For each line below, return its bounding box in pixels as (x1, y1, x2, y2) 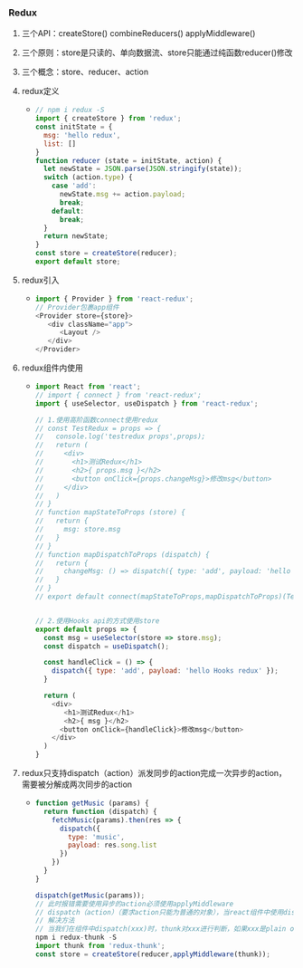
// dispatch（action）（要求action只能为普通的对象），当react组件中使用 (34, 907, 284, 916)
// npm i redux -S (34, 106, 105, 115)
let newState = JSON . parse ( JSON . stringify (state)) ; (43, 165, 242, 174)
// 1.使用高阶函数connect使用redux (34, 415, 159, 425)
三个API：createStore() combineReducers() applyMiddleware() (21, 28, 256, 39)
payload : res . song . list (67, 840, 157, 850)
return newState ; (43, 232, 109, 241)
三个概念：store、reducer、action (21, 66, 149, 78)
